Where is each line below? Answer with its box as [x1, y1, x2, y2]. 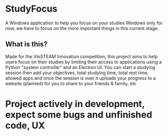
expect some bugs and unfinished [5, 109, 153, 120]
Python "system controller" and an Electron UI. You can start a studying [5, 64, 155, 70]
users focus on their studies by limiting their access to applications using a [5, 59, 162, 65]
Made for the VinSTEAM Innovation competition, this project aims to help [5, 53, 158, 59]
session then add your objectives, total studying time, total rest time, [5, 70, 149, 76]
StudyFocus [5, 3, 58, 15]
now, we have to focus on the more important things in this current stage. [5, 25, 159, 31]
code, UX [5, 120, 45, 131]
